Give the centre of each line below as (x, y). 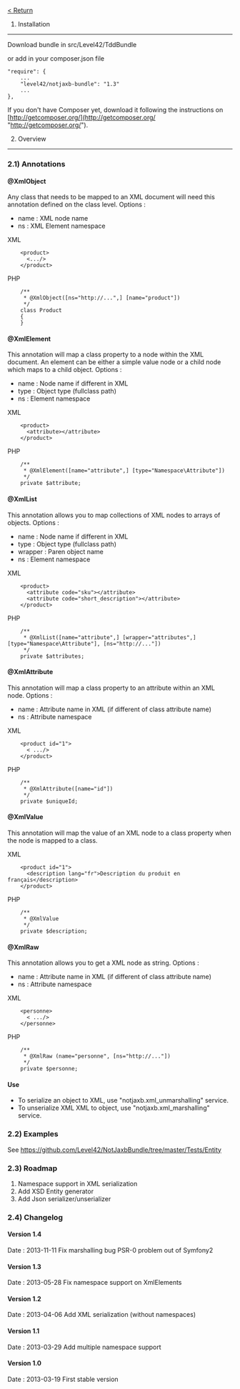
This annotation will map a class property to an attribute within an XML (111, 688)
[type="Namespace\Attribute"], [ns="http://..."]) (84, 643)
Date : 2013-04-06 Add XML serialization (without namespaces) (102, 1315)
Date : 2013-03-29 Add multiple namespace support (85, 1347)
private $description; (54, 931)
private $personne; (49, 1069)
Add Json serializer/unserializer (64, 1198)
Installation (34, 24)
